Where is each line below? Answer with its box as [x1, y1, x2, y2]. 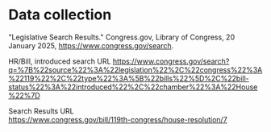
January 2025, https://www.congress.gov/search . [8, 40, 174, 50]
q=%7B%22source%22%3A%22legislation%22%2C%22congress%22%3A [8, 64, 263, 74]
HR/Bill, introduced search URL [8, 56, 111, 66]
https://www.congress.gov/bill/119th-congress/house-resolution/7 [8, 114, 227, 124]
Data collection [8, 6, 112, 24]
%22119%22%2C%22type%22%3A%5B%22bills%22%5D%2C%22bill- [8, 73, 250, 83]
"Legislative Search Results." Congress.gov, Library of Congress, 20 [8, 32, 236, 42]
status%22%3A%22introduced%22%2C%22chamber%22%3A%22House [8, 82, 258, 92]
